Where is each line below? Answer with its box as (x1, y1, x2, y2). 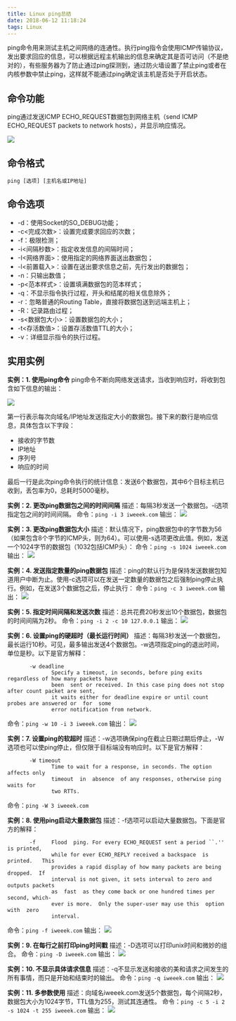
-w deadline (29, 663, 65, 670)
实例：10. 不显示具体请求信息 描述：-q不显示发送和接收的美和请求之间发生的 (7, 965, 229, 973)
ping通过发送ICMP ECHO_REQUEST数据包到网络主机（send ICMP (7, 113, 198, 121)
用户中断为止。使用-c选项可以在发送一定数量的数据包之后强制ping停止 (13, 575, 218, 583)
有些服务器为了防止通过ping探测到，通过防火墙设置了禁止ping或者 (28, 61, 221, 70)
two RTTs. (51, 787, 80, 795)
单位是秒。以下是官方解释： (7, 649, 88, 657)
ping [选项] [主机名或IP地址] (7, 177, 88, 184)
